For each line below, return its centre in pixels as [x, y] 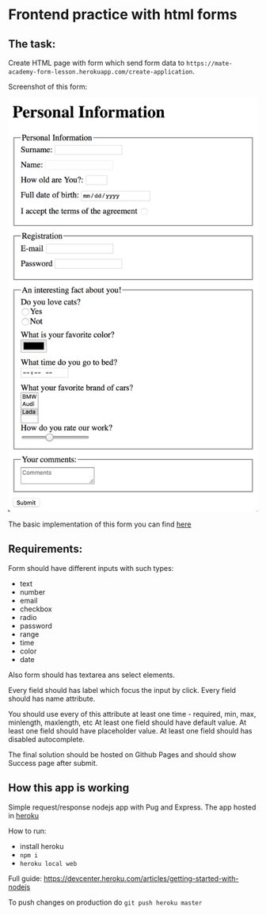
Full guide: [25, 879]
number [32, 591]
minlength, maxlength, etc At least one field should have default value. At [127, 722]
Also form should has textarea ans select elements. [92, 675]
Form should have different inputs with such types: [91, 568]
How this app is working [68, 788]
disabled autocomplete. [47, 739]
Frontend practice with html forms [123, 15]
